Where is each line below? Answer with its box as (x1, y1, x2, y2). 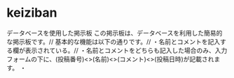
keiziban (6, 5, 57, 21)
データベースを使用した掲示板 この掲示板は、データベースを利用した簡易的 (6, 29, 223, 37)
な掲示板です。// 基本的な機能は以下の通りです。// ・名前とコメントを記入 (6, 37, 221, 46)
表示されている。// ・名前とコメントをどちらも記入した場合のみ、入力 (25, 46, 228, 54)
